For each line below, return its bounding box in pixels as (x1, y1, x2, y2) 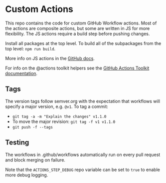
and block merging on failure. (5, 156, 66, 163)
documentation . (5, 70, 38, 76)
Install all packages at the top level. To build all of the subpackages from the (5, 40, 162, 46)
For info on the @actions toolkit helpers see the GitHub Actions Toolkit (5, 65, 150, 71)
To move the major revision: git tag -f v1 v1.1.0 (12, 118, 116, 124)
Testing (5, 138, 29, 147)
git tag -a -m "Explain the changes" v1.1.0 (12, 114, 107, 119)
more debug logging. (5, 171, 48, 178)
